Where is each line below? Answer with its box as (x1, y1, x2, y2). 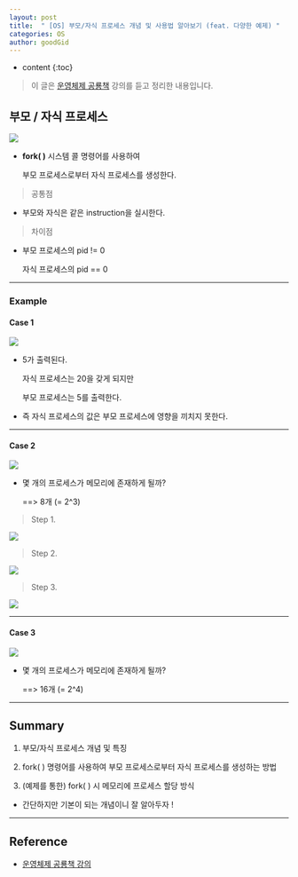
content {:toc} (21, 62, 74, 73)
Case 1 (9, 317, 35, 328)
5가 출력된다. (21, 354, 68, 365)
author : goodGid (9, 37, 69, 47)
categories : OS (9, 29, 66, 38)
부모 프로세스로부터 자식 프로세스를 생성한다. (21, 170, 177, 180)
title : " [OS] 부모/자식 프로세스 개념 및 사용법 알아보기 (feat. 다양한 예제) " (9, 21, 280, 30)
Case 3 (9, 627, 36, 637)
